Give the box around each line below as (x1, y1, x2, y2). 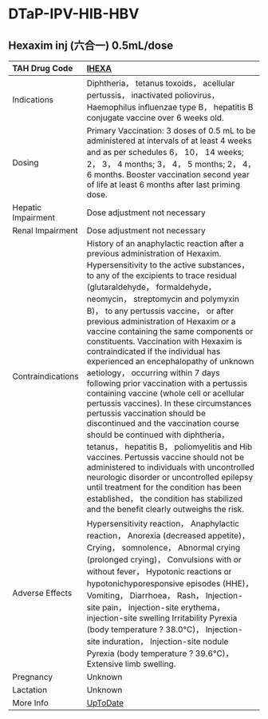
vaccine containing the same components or (86, 326, 254, 336)
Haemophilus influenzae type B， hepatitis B (86, 101, 254, 113)
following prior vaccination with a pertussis (86, 378, 248, 388)
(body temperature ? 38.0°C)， (86, 624, 204, 635)
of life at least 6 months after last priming (86, 179, 241, 190)
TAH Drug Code (12, 63, 73, 73)
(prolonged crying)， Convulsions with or (86, 554, 242, 565)
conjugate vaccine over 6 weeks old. (86, 113, 225, 123)
